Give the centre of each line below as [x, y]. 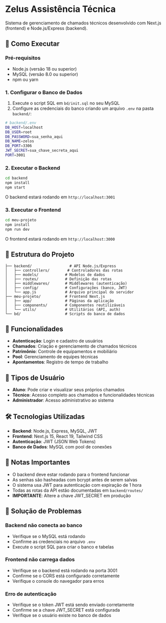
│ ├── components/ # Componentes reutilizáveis [65, 305]
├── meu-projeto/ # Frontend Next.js [55, 296]
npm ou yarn [25, 79]
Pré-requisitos [23, 58]
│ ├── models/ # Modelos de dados [55, 274]
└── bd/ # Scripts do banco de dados [65, 314]
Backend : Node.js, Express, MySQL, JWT [55, 431]
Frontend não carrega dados [40, 559]
